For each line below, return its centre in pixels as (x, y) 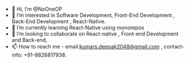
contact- (174, 46)
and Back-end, (29, 40)
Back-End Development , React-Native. (59, 21)
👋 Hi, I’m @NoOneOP (37, 9)
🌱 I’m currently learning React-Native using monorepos (78, 27)
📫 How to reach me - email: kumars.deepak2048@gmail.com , (87, 46)
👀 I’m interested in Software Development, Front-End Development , (93, 15)
